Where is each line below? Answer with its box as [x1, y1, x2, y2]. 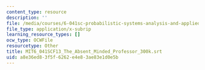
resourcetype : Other [6, 43, 59, 49]
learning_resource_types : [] [6, 32, 81, 38]
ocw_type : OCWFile [6, 37, 53, 43]
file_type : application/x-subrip [6, 26, 92, 32]
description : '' [6, 15, 48, 21]
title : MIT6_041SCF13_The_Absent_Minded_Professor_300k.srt [6, 49, 163, 55]
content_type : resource [6, 9, 67, 15]
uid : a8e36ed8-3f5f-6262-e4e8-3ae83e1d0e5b [6, 54, 119, 60]
